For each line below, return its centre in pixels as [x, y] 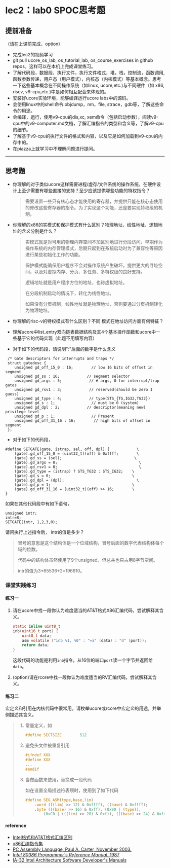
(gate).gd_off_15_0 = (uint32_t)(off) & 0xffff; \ [77, 454]
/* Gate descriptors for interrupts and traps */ [61, 358]
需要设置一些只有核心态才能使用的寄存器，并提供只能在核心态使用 [94, 201]
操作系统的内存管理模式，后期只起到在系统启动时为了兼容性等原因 [94, 248]
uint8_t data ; [37, 636]
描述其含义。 [23, 715]
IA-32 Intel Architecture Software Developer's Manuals [70, 860]
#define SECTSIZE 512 [56, 735]
